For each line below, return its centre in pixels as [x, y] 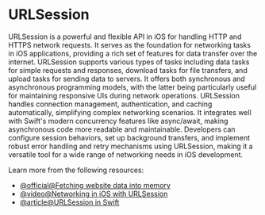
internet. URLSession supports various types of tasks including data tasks [129, 62]
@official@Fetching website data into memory [95, 185]
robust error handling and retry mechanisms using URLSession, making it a [131, 146]
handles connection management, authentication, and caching [110, 104]
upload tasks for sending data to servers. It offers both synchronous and [127, 79]
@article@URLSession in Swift [69, 202]
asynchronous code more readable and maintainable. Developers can [122, 129]
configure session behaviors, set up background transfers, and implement [129, 137]
